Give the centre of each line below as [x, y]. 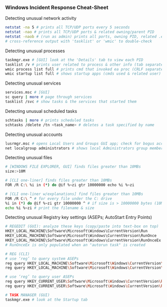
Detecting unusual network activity [41, 18]
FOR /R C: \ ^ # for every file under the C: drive [59, 199]
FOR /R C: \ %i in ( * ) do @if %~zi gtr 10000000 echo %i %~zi [70, 185]
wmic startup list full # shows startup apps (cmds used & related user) [83, 74]
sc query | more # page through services [49, 97]
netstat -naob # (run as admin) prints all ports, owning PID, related [81, 37]
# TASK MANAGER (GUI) [28, 295]
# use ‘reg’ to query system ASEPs [42, 258]
